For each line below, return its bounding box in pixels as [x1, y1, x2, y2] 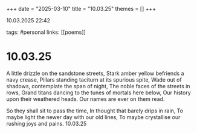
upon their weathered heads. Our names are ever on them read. [6, 95, 165, 102]
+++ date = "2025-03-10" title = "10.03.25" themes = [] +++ [6, 5, 157, 12]
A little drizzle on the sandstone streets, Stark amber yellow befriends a [6, 70, 184, 77]
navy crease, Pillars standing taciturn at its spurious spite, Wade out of [6, 76, 182, 83]
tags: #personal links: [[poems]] [6, 28, 86, 36]
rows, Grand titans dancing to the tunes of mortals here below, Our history [6, 89, 192, 96]
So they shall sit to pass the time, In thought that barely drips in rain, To [6, 107, 183, 114]
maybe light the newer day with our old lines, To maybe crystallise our [6, 113, 181, 120]
